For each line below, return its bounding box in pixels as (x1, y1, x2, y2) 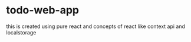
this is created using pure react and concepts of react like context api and (6, 23, 186, 30)
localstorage (6, 29, 37, 36)
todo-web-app (6, 3, 80, 17)
